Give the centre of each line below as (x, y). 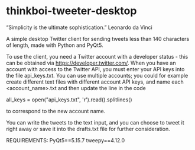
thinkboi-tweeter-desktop (71, 11)
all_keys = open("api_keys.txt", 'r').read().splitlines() (69, 100)
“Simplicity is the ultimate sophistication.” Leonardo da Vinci (79, 27)
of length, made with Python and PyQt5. (55, 45)
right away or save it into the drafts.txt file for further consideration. (88, 129)
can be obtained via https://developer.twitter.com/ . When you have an (91, 63)
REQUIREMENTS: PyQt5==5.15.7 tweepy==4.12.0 (66, 140)
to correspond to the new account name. (56, 111)
